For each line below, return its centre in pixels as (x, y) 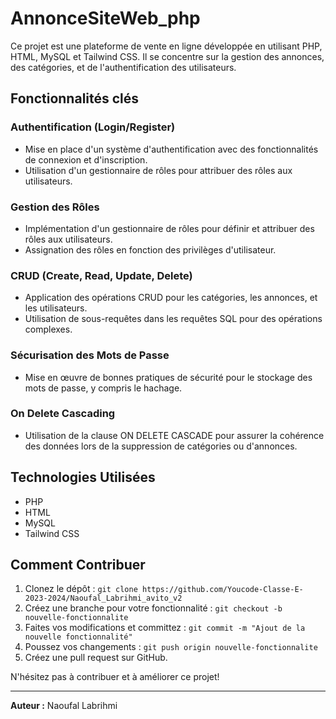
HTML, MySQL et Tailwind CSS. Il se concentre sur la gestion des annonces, (167, 56)
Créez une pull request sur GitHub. (96, 658)
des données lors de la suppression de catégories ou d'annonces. (161, 446)
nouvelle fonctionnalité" (78, 637)
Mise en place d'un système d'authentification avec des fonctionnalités (171, 149)
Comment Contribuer (78, 565)
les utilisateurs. (56, 308)
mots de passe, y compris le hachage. (103, 388)
